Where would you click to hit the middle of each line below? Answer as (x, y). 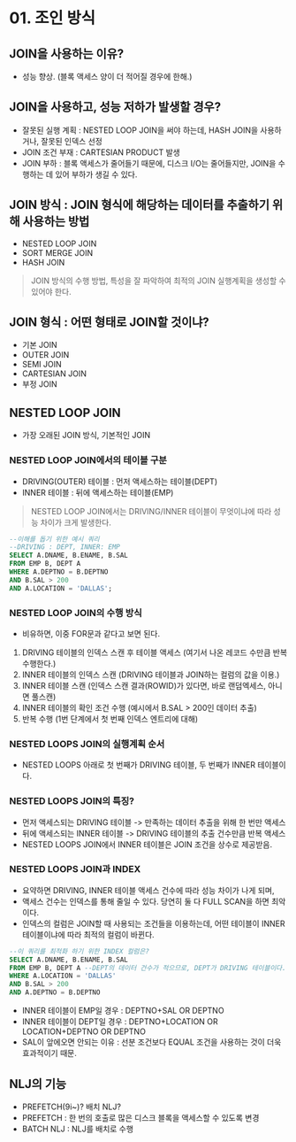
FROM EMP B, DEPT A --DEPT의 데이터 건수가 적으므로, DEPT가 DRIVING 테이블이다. (148, 968)
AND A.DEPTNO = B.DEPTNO (55, 992)
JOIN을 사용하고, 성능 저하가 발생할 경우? (115, 107)
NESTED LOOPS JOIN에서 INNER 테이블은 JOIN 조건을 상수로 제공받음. (147, 844)
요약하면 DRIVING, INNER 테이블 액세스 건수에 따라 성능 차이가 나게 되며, (148, 890)
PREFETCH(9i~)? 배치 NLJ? (72, 1107)
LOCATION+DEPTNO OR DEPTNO (83, 1031)
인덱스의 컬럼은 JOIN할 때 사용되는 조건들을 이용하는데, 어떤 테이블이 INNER (153, 923)
